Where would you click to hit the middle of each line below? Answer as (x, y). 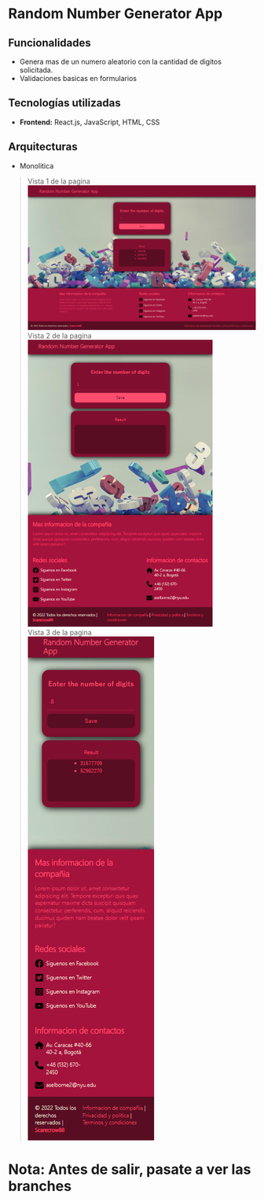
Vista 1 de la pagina (59, 181)
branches (40, 1186)
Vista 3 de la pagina (59, 633)
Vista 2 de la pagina (59, 336)
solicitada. (36, 70)
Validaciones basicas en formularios (78, 78)
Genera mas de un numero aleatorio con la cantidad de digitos (121, 61)
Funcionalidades (50, 43)
